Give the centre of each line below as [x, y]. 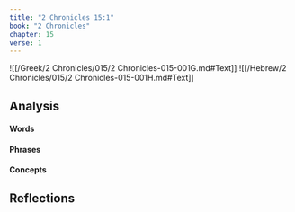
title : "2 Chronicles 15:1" [62, 18]
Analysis [35, 106]
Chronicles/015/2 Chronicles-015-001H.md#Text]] [102, 78]
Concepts [28, 170]
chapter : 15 [31, 34]
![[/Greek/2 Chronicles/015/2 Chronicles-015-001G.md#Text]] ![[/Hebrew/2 [148, 68]
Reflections [42, 198]
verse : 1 [26, 43]
